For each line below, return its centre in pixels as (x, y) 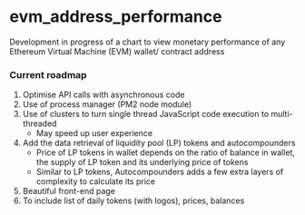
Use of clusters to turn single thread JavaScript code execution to (146, 114)
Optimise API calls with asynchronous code (103, 95)
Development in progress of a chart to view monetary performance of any (148, 42)
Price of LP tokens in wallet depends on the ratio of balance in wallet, (165, 152)
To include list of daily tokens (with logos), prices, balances (133, 200)
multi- (282, 114)
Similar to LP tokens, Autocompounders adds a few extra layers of (160, 172)
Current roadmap (49, 74)
